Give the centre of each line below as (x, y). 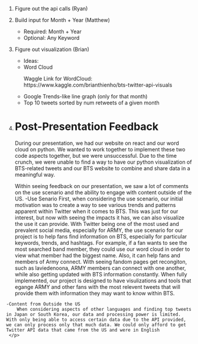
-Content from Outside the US (43, 304)
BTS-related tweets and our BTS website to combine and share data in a (102, 168)
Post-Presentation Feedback (87, 127)
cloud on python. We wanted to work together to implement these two (100, 149)
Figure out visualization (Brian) (52, 49)
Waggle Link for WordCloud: (58, 79)
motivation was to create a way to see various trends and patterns (95, 205)
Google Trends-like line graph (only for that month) (85, 96)
